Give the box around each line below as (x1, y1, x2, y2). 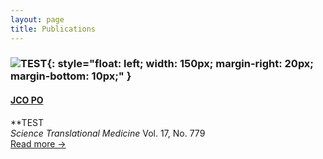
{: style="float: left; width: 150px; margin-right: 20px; (46, 57, 314, 71)
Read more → (10, 137, 67, 150)
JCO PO (10, 94, 44, 106)
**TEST (10, 116, 44, 128)
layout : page (10, 14, 65, 25)
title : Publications (10, 24, 97, 34)
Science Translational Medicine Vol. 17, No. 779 (10, 127, 206, 139)
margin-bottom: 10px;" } (10, 69, 132, 83)
